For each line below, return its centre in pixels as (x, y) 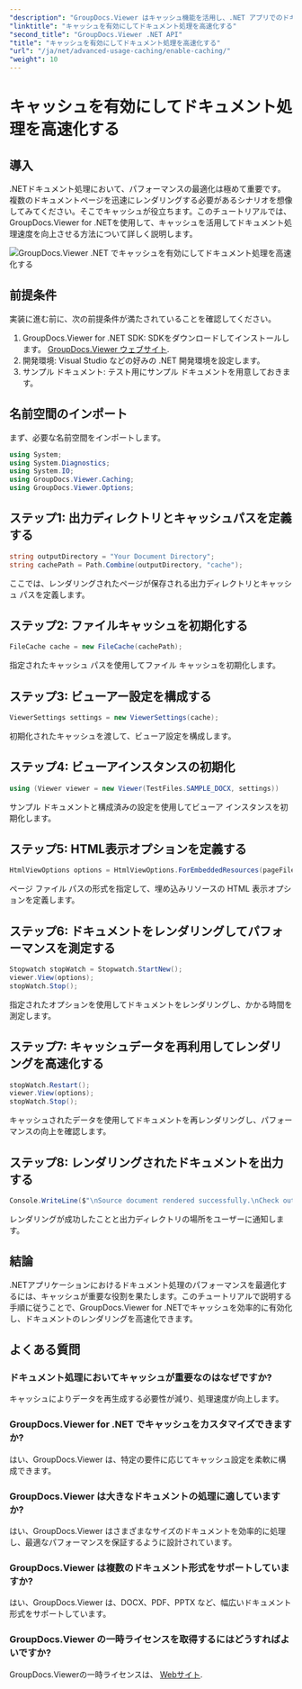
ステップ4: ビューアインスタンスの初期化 (122, 767)
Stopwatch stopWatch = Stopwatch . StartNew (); (96, 969)
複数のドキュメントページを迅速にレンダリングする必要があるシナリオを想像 (151, 200)
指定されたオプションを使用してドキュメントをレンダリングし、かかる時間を (151, 1004)
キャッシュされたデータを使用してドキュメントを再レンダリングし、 (135, 1120)
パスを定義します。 (54, 595)
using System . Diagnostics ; (60, 463)
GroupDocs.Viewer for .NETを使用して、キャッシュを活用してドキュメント (147, 222)
